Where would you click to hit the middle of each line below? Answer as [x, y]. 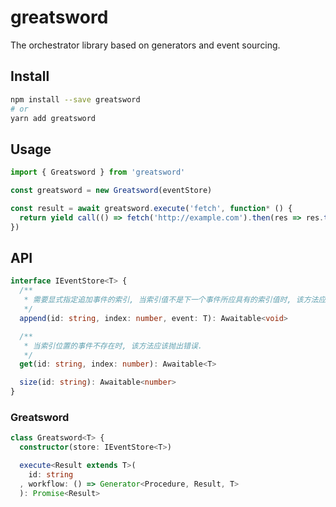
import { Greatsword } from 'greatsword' [98, 172]
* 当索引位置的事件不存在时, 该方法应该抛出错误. [113, 346]
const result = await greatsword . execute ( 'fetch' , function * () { [151, 208]
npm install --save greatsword [75, 99]
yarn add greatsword [53, 118]
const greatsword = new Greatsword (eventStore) [111, 191]
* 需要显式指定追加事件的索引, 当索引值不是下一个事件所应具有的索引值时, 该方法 [171, 300]
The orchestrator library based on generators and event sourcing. [145, 45]
